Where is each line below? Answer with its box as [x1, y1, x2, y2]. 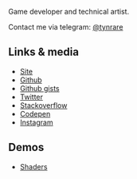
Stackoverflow [19, 100, 68, 110]
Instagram [19, 117, 53, 127]
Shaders [19, 161, 48, 171]
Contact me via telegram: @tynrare [8, 22, 123, 31]
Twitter [19, 92, 44, 101]
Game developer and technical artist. [8, 7, 130, 16]
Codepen [19, 109, 51, 118]
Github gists [19, 83, 60, 93]
